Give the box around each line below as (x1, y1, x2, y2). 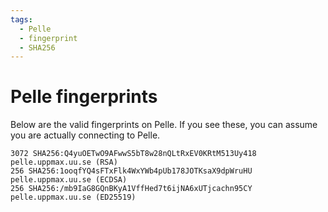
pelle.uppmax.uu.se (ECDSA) (10, 175, 128, 185)
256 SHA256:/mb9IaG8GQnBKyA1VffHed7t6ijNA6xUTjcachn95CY (10, 184, 253, 194)
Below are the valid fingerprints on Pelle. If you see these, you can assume (10, 119, 318, 131)
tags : (10, 14, 33, 25)
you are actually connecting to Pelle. (10, 129, 161, 141)
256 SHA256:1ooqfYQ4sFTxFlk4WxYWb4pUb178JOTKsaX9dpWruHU (10, 166, 253, 176)
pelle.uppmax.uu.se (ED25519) (10, 192, 137, 203)
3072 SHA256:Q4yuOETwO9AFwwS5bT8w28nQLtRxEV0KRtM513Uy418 (10, 149, 257, 159)
